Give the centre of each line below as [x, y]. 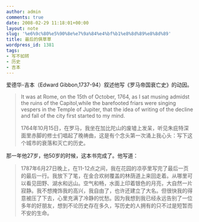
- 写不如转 [18, 56]
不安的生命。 [36, 213]
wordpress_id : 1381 [30, 45]
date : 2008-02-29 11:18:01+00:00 [48, 23]
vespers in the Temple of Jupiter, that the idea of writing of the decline [107, 110]
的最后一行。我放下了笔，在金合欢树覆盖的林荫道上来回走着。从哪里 [104, 176]
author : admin [24, 12]
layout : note [22, 28]
